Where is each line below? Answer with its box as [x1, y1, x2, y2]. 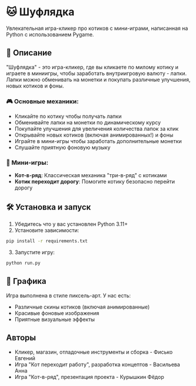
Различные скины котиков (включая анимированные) [14, 303, 150, 310]
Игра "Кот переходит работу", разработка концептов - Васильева [14, 361, 180, 368]
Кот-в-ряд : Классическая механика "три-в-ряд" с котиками [14, 172, 167, 179]
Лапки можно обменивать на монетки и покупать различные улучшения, [6, 76, 191, 83]
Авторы [6, 333, 36, 343]
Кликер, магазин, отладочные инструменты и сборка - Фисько [14, 348, 173, 355]
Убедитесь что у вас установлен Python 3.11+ [14, 221, 128, 228]
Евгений [14, 354, 35, 361]
